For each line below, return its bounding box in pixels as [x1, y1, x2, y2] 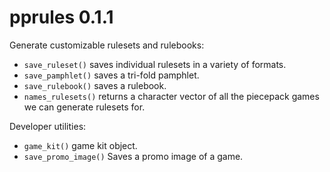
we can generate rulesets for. [23, 101, 146, 113]
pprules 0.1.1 [9, 6, 114, 29]
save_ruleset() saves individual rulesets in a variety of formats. [23, 58, 287, 70]
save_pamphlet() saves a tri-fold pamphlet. [23, 69, 200, 81]
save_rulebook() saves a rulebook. [23, 79, 167, 91]
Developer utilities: [9, 120, 87, 132]
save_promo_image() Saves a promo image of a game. [23, 150, 244, 162]
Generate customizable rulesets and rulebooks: [9, 39, 205, 51]
